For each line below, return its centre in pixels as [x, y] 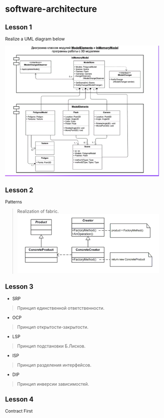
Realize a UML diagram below [35, 39]
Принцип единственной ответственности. [61, 308]
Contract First [19, 411]
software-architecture [51, 9]
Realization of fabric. [38, 211]
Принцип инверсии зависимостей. [53, 384]
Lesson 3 [19, 287]
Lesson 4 [20, 399]
